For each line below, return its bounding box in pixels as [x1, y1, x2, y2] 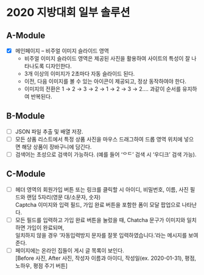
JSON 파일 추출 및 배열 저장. [15, 127, 83, 135]
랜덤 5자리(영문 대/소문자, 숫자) [26, 193, 101, 201]
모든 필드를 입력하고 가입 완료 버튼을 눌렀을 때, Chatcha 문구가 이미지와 [15, 216, 186, 223]
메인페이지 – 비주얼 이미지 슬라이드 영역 [15, 47, 110, 54]
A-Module [6, 30, 46, 40]
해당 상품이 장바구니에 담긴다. [21, 143, 92, 150]
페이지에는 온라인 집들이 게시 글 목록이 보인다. [15, 247, 125, 254]
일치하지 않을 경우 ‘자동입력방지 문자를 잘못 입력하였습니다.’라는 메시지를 [15, 232, 188, 238]
